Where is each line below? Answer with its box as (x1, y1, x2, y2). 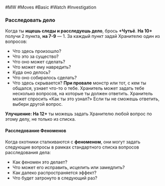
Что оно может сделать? (12, 59, 66, 65)
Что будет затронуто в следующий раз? (12, 175, 98, 181)
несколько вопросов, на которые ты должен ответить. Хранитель (12, 91, 153, 97)
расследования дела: (5, 149, 51, 155)
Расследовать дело (5, 16, 56, 23)
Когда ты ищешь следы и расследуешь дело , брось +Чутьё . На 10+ (5, 28, 153, 34)
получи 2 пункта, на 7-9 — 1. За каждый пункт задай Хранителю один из (5, 33, 161, 39)
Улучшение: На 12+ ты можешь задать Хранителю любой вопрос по (5, 111, 152, 117)
